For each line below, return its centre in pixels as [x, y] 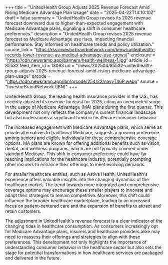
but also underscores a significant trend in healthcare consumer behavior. [81, 118]
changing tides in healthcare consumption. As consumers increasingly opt [82, 226]
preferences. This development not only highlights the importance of [76, 242]
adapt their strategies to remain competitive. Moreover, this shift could [77, 195]
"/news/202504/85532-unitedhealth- [114, 65]
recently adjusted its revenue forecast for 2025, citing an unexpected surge [83, 102]
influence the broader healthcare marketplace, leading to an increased [78, 201]
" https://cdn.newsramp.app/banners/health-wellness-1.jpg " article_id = [79, 60]
